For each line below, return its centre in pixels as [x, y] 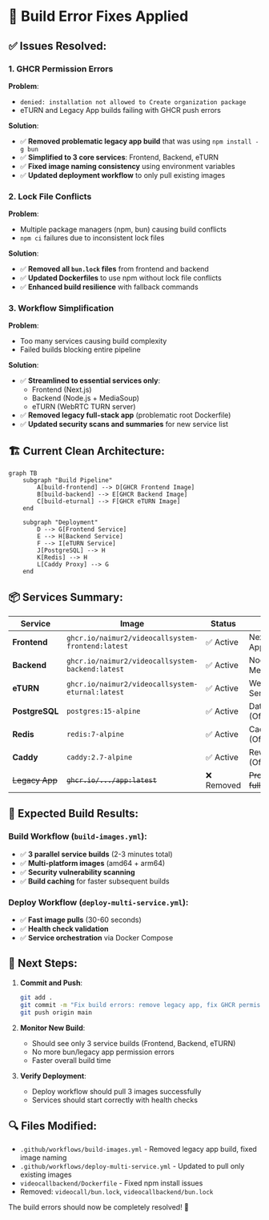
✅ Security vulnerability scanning [77, 872]
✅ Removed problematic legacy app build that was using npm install [136, 141]
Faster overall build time [71, 1060]
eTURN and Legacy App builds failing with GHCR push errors [120, 110]
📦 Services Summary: [66, 597]
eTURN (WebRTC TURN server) [84, 407]
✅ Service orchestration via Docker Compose [96, 938]
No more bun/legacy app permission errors [103, 1052]
